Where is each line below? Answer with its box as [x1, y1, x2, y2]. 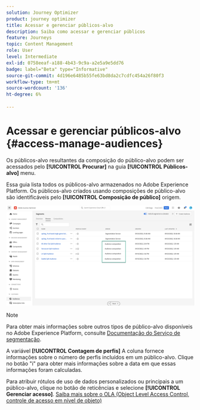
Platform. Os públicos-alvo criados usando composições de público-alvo [6, 187, 186, 194]
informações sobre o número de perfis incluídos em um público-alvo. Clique [6, 353, 194, 360]
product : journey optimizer [6, 16, 76, 22]
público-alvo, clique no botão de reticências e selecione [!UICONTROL [6, 384, 180, 391]
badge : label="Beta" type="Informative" [6, 66, 109, 72]
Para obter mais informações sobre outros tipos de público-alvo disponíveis [6, 323, 193, 330]
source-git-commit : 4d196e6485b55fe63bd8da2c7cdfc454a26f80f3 [6, 72, 164, 79]
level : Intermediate [6, 54, 58, 60]
